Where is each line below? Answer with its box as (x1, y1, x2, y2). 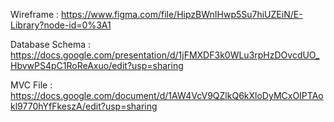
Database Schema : (10, 39, 92, 50)
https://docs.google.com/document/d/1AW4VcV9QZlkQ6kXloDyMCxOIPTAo (10, 90, 324, 101)
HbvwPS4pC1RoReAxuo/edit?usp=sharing (10, 60, 184, 71)
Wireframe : (10, 9, 60, 20)
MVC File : (10, 79, 53, 91)
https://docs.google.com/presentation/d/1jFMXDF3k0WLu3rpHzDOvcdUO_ (10, 49, 320, 61)
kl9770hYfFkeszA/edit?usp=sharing (10, 100, 158, 112)
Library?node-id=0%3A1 (10, 19, 112, 31)
